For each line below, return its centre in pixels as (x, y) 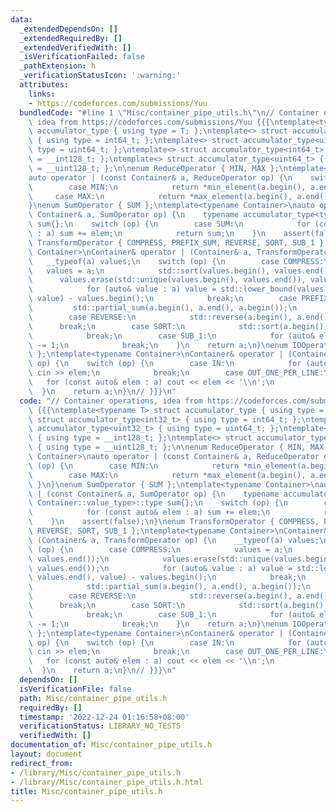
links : (42, 94)
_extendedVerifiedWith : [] (75, 47)
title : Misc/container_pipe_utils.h (86, 791)
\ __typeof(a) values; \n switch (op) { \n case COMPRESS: (176, 261)
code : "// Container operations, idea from (111, 401)
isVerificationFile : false (75, 689)
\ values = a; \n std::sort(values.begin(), (149, 271)
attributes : (44, 85)
